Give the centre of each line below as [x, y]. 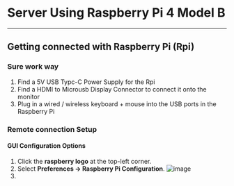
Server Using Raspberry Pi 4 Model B [116, 13]
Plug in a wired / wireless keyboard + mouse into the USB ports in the [117, 104]
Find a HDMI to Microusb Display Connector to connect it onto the [112, 89]
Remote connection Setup [52, 129]
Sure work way [33, 67]
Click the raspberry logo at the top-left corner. [84, 161]
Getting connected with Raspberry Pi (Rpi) [101, 47]
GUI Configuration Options [46, 146]
